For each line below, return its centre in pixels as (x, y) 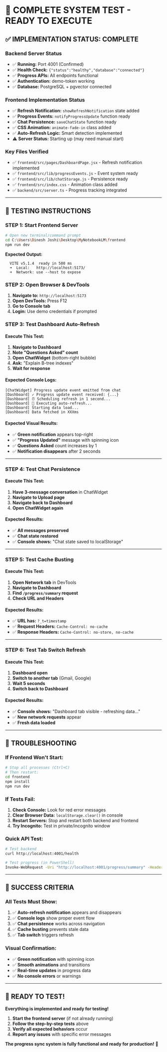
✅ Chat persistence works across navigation (59, 924)
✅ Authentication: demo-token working (53, 81)
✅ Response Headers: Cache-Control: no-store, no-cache (73, 632)
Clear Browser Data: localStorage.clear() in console (68, 815)
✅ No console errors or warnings (46, 976)
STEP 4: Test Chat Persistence (43, 469)
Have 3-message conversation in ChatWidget (60, 492)
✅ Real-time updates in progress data (51, 970)
